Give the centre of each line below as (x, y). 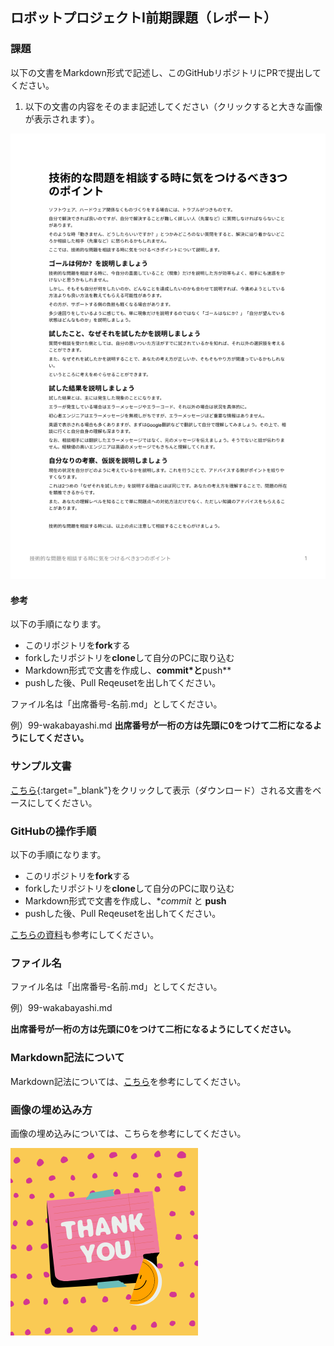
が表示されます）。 (62, 119)
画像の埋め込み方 (51, 1110)
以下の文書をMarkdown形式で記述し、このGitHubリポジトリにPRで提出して (166, 72)
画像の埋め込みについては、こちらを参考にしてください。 (128, 1133)
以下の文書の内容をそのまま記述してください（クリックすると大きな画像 (173, 106)
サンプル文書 (41, 766)
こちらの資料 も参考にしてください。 (85, 935)
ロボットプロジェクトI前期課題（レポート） (143, 18)
